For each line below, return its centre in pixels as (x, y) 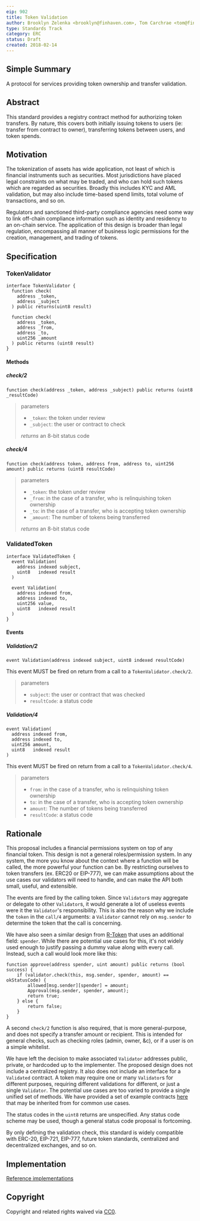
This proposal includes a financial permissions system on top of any (90, 848)
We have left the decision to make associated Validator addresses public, (97, 1059)
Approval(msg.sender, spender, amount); (78, 991)
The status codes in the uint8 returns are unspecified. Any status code (93, 1115)
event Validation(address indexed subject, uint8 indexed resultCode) (96, 661)
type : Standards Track (34, 28)
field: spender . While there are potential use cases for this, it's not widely (95, 941)
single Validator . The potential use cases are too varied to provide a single (98, 1090)
